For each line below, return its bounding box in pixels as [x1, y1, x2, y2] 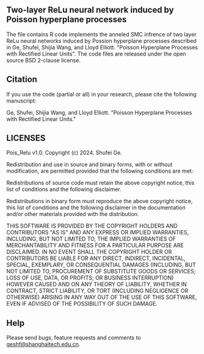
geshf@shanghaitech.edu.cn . [6, 341, 81, 348]
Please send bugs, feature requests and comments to [6, 334, 142, 341]
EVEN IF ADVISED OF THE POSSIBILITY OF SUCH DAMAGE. [6, 300, 158, 308]
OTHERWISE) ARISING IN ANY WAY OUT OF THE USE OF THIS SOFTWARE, [6, 294, 197, 301]
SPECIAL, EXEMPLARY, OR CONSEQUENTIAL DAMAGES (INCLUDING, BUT [6, 261, 197, 269]
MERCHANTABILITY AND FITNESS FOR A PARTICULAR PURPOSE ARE [6, 242, 184, 249]
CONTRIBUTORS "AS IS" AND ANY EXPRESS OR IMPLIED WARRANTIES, [6, 229, 189, 236]
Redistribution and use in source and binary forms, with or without [6, 161, 173, 168]
